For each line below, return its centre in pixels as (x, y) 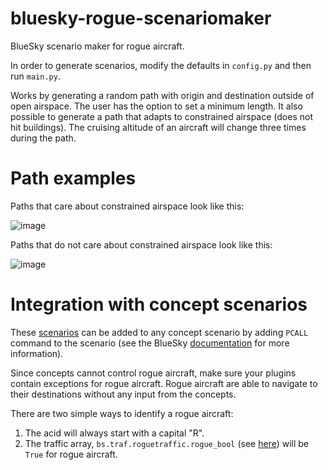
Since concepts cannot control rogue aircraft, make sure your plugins (153, 373)
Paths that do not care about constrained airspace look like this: (141, 244)
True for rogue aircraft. (71, 454)
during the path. (43, 138)
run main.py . (35, 76)
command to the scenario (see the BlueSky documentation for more (150, 343)
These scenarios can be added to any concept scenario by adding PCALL (159, 332)
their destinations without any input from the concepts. (123, 394)
